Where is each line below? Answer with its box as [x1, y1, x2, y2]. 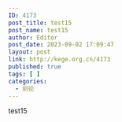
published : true [8, 63, 61, 71]
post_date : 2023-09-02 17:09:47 [8, 41, 114, 49]
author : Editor [8, 33, 58, 42]
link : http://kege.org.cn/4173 [8, 56, 111, 64]
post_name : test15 [8, 26, 68, 34]
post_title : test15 [8, 19, 72, 27]
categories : [8, 77, 47, 85]
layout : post [8, 48, 51, 56]
